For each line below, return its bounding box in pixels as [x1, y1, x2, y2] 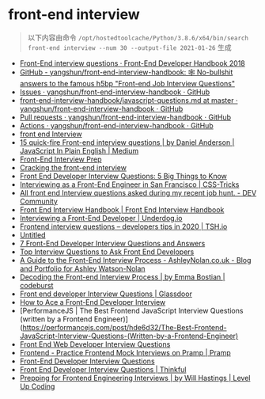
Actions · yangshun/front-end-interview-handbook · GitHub [19, 120, 214, 130]
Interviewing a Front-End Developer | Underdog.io [19, 213, 183, 222]
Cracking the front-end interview [19, 162, 127, 172]
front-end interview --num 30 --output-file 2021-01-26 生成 [27, 42, 232, 52]
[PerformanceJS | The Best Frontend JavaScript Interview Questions [19, 306, 244, 315]
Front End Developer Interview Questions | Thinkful [19, 364, 187, 374]
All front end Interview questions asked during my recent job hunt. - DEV [19, 188, 257, 197]
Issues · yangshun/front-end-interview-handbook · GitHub [19, 87, 210, 97]
